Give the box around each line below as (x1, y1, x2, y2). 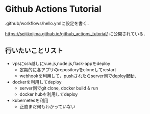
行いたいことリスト (5, 47, 63, 55)
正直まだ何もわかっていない (19, 103, 75, 109)
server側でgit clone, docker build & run (19, 85, 98, 91)
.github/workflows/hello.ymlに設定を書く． (5, 20, 92, 26)
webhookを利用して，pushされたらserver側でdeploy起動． (19, 73, 139, 79)
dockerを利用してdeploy (12, 79, 62, 85)
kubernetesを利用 (12, 97, 49, 103)
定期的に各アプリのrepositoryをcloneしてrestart (19, 66, 116, 72)
